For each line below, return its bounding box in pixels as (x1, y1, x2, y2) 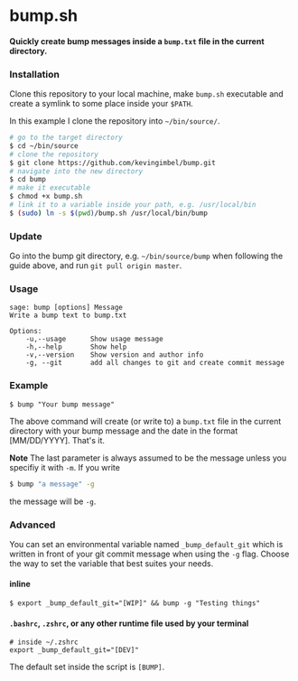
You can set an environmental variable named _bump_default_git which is (9, 538, 284, 549)
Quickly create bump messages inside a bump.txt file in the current (9, 35, 265, 46)
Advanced (9, 518, 56, 531)
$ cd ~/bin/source (9, 141, 79, 150)
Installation (9, 68, 61, 80)
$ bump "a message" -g (9, 480, 95, 489)
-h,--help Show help (25, 342, 127, 352)
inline (9, 579, 32, 590)
